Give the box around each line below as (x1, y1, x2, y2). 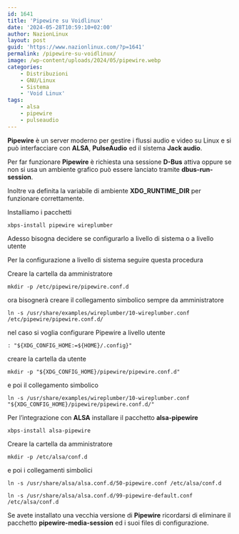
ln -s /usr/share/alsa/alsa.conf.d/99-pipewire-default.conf (7, 492, 193, 499)
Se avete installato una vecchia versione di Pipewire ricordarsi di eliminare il (7, 510, 231, 519)
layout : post (7, 37, 46, 44)
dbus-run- (181, 165, 213, 173)
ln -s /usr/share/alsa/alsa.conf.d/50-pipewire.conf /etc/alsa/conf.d (7, 479, 222, 487)
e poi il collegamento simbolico (7, 381, 98, 389)
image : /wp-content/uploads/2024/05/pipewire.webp (7, 57, 161, 64)
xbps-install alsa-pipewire (7, 427, 91, 434)
